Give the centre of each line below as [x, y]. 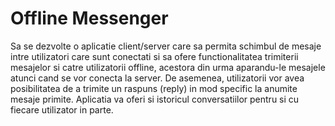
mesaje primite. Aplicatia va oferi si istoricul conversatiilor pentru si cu [155, 99]
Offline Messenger [89, 18]
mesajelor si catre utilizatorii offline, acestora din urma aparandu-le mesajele [168, 67]
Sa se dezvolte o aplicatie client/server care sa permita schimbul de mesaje [166, 46]
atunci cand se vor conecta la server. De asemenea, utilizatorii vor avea [157, 78]
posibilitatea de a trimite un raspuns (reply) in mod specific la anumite [154, 88]
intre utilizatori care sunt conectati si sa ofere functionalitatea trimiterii [154, 56]
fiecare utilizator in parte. [62, 109]
